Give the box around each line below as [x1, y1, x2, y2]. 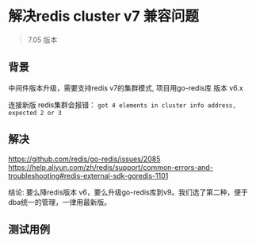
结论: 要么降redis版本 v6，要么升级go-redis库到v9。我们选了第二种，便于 [8, 187, 248, 197]
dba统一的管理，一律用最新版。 [8, 197, 112, 206]
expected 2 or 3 [8, 109, 62, 117]
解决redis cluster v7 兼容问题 [8, 7, 200, 25]
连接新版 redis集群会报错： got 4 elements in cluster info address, [8, 100, 236, 110]
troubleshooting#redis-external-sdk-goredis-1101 [8, 171, 169, 180]
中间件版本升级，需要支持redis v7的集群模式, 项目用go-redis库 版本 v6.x [8, 83, 243, 92]
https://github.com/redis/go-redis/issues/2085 [8, 154, 161, 164]
